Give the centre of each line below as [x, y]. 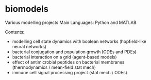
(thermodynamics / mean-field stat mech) [54, 67]
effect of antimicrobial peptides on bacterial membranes [68, 62]
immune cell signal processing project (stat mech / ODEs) [70, 72]
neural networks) [29, 46]
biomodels [27, 9]
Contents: [15, 32]
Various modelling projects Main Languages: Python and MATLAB [71, 22]
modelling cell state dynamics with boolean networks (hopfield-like [79, 41]
